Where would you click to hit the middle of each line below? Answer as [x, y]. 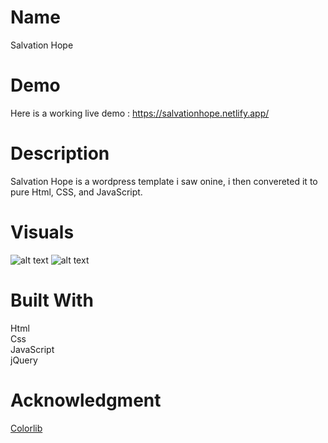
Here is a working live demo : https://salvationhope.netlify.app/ [140, 113]
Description [60, 153]
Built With [52, 300]
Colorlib [26, 428]
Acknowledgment [86, 400]
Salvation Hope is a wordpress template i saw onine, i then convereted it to [164, 181]
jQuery [24, 360]
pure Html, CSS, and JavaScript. [76, 192]
